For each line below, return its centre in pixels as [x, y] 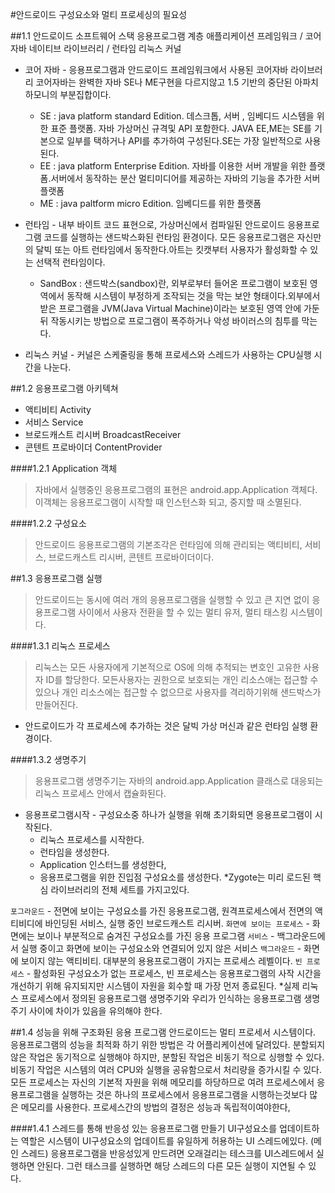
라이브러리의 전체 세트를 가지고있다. [120, 889]
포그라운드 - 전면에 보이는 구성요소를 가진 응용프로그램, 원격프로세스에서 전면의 [161, 911]
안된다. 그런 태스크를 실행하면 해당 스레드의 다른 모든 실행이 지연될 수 [171, 1166]
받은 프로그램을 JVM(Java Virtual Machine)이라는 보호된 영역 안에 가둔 [179, 308]
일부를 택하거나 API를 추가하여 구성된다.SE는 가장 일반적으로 [184, 141]
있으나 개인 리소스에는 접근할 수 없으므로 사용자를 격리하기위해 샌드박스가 [178, 692]
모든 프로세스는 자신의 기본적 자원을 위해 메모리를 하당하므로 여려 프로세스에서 [162, 1082]
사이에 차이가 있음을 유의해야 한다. [95, 1011]
